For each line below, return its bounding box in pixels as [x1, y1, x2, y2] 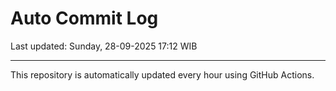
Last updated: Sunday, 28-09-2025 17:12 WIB [10, 40, 198, 52]
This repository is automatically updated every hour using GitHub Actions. [10, 68, 315, 81]
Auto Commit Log [10, 7, 159, 30]
